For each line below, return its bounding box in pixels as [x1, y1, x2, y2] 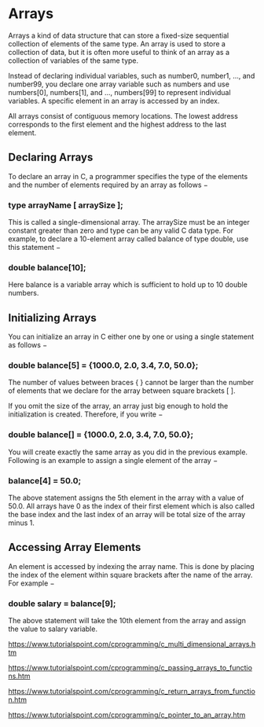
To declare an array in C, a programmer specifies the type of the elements [8, 171, 248, 181]
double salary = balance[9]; [8, 598, 116, 609]
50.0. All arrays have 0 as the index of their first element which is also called [8, 501, 255, 511]
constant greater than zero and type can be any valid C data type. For [8, 226, 234, 236]
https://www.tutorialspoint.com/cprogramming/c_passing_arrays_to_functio [8, 663, 253, 673]
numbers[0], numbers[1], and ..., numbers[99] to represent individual [8, 87, 231, 97]
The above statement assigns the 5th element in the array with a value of [8, 493, 244, 503]
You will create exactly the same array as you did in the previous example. [8, 447, 248, 457]
